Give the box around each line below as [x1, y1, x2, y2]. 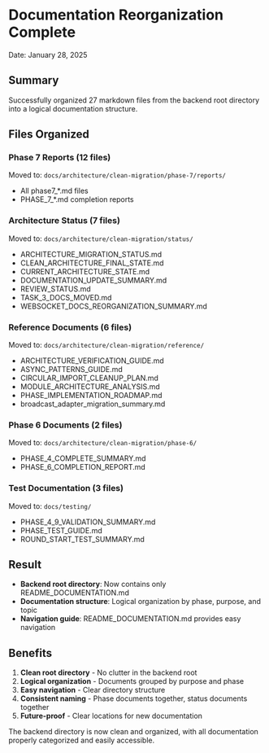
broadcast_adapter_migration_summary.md [20, 399, 166, 409]
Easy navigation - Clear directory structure [20, 685, 166, 695]
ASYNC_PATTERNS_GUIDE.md [20, 365, 124, 374]
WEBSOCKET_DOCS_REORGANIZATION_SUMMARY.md [20, 301, 207, 311]
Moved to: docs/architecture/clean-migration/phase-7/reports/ [8, 170, 226, 180]
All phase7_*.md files [20, 186, 89, 196]
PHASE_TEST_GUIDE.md [20, 525, 103, 535]
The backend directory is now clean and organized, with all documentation [8, 727, 258, 737]
